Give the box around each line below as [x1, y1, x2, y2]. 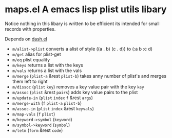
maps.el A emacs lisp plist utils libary [5, 4, 167, 15]
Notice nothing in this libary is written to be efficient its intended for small [5, 20, 160, 27]
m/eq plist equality [12, 56, 50, 62]
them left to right [12, 78, 48, 84]
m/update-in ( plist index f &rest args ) [12, 95, 93, 101]
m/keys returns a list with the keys [12, 62, 83, 68]
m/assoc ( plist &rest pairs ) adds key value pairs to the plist [12, 89, 138, 95]
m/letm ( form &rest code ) [12, 127, 63, 133]
